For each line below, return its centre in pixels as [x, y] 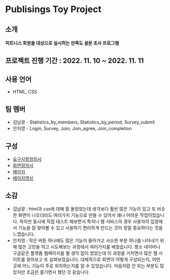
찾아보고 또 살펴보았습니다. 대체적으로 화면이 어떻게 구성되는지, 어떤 [93, 259]
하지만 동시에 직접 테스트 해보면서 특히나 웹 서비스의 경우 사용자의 [84, 221]
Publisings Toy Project [53, 9]
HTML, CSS [25, 92]
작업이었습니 [152, 215]
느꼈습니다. [24, 234]
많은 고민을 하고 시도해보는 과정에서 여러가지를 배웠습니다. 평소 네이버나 [89, 247]
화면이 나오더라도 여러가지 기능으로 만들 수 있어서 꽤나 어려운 [78, 215]
